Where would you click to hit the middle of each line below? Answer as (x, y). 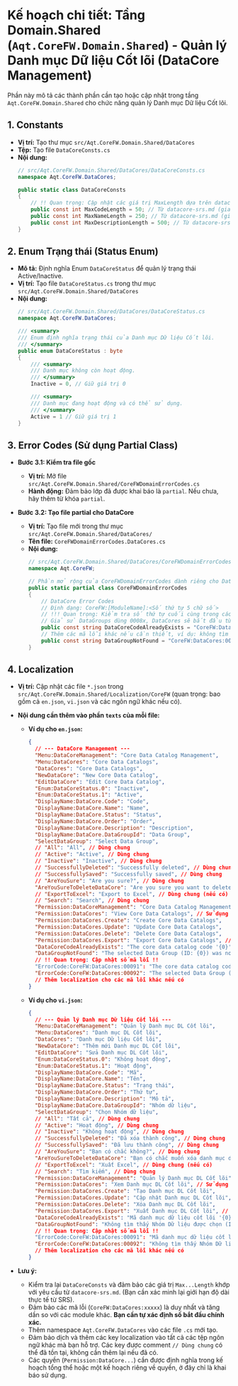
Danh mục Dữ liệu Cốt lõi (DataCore (113, 61)
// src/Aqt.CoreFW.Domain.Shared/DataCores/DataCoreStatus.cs (111, 312)
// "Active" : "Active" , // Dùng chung (92, 855)
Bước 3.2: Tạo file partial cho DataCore (76, 513)
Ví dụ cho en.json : (55, 729)
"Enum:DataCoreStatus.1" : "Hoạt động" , (93, 1066)
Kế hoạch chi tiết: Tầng (76, 15)
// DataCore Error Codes (78, 601)
